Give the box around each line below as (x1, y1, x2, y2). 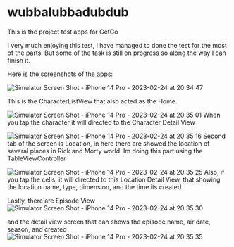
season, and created (7, 224, 67, 233)
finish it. (7, 56, 30, 64)
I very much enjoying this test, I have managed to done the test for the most (7, 41, 228, 49)
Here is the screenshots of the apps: (7, 70, 113, 78)
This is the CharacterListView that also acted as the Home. (7, 96, 178, 106)
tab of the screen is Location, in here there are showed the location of (7, 139, 210, 148)
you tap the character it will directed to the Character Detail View (7, 118, 195, 127)
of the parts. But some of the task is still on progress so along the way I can (7, 49, 227, 57)
